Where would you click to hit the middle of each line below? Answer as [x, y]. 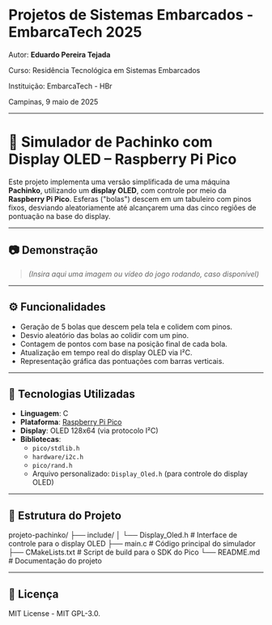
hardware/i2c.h [57, 457]
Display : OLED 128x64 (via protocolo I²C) [89, 430]
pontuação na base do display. [59, 216]
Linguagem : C [44, 413]
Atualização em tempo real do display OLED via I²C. [106, 352]
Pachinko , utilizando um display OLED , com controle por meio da [117, 190]
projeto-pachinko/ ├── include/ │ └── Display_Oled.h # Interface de [123, 535]
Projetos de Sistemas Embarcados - [131, 15]
